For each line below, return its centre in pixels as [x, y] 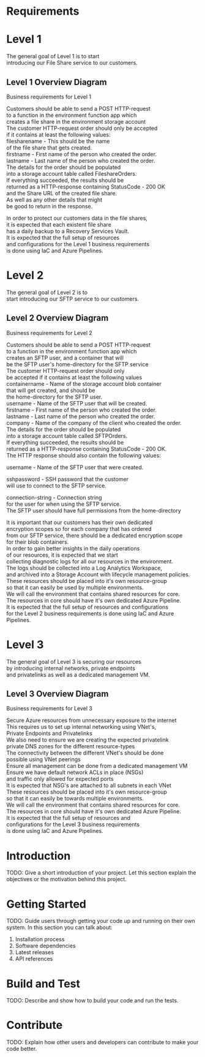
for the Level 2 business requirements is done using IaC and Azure [90, 613]
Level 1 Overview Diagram [57, 82]
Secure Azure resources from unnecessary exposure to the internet [91, 720]
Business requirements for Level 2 [50, 333]
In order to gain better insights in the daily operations [73, 548]
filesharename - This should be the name [58, 141]
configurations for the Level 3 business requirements [73, 824]
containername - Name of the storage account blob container [84, 383]
